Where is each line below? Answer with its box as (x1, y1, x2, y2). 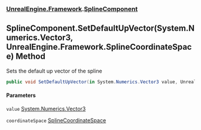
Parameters (6, 92, 36, 99)
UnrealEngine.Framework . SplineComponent (6, 5, 138, 13)
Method (16, 52, 46, 62)
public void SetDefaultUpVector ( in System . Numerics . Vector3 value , (6, 78, 178, 85)
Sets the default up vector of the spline (6, 67, 103, 74)
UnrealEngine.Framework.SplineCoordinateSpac (6, 42, 192, 52)
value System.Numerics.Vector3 (6, 105, 86, 112)
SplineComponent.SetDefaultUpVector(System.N (6, 23, 195, 34)
